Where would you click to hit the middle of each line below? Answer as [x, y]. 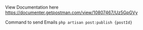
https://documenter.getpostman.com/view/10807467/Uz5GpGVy [71, 12]
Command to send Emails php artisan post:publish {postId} [69, 22]
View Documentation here [32, 7]
